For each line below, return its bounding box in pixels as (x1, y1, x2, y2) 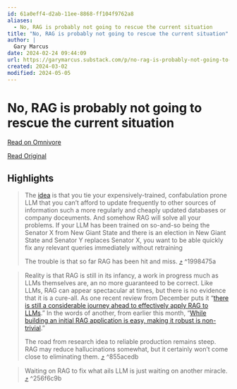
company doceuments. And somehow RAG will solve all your (24, 213, 201, 222)
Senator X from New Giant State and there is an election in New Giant (24, 229, 226, 237)
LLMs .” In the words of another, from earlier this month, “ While (24, 309, 207, 318)
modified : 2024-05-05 (7, 69, 71, 76)
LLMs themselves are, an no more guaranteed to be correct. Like (24, 279, 213, 287)
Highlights (7, 172, 54, 184)
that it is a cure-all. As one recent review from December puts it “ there (24, 294, 229, 302)
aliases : (7, 17, 33, 24)
